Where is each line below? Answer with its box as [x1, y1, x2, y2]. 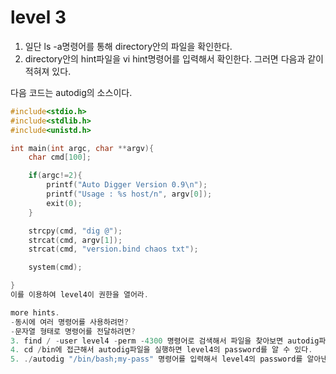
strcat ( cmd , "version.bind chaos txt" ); [28, 244, 199, 255]
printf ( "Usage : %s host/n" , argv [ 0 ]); [46, 189, 213, 200]
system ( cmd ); [28, 262, 83, 273]
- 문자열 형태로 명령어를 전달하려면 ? [10, 326, 136, 336]
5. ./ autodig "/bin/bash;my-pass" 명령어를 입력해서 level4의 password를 [10, 354, 303, 365]
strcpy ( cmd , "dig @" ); [28, 226, 123, 236]
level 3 [10, 6, 67, 29]
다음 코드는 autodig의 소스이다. [10, 86, 133, 98]
